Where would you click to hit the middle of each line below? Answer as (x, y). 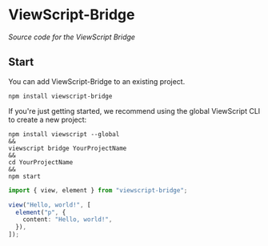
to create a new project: (48, 119)
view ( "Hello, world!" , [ (50, 205)
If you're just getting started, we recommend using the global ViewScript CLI (134, 111)
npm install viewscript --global (64, 134)
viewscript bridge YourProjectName (68, 148)
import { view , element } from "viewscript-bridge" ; (98, 190)
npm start (25, 176)
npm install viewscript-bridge (60, 96)
